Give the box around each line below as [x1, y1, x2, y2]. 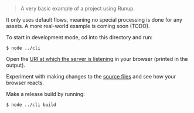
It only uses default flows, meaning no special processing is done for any [6, 16, 183, 23]
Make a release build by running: [6, 91, 85, 97]
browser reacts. [6, 79, 45, 86]
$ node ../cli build [6, 102, 57, 108]
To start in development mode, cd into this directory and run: [6, 34, 153, 40]
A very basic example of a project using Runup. [20, 5, 135, 12]
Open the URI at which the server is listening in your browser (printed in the [6, 56, 188, 62]
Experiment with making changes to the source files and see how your [6, 73, 176, 80]
